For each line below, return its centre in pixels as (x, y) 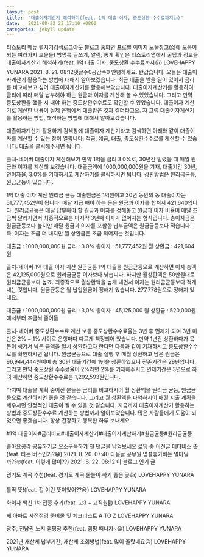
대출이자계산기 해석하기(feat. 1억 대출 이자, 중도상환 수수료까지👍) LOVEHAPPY (101, 62)
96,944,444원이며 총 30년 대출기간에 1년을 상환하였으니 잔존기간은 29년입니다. (101, 362)
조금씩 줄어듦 (43, 318)
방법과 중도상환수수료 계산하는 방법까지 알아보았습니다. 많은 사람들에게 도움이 (98, 413)
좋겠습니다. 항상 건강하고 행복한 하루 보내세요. (77, 421)
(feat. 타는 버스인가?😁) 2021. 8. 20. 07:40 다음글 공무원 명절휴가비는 (89, 454)
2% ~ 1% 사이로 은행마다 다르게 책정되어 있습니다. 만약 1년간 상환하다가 (103, 339)
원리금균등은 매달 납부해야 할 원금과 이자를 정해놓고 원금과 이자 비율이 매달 (103, 210)
